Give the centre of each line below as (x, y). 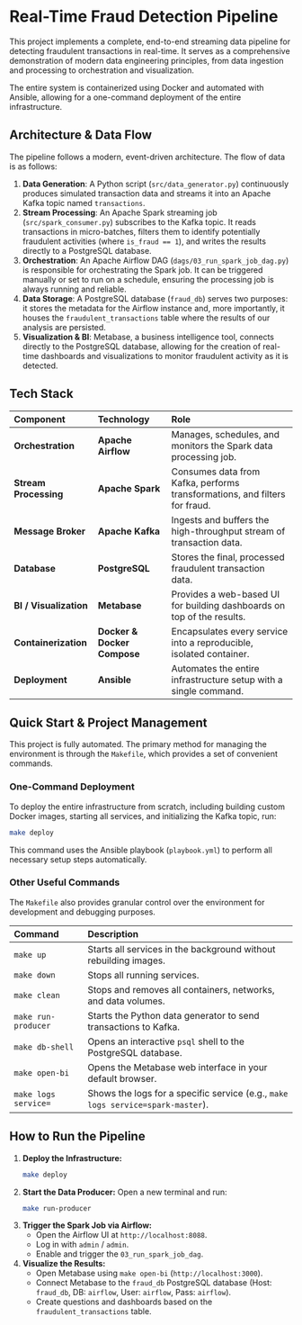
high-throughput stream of (228, 531)
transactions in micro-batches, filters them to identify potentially (141, 231)
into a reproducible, (212, 643)
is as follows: (33, 166)
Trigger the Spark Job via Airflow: (87, 1225)
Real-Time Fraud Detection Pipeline (144, 17)
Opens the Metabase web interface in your (178, 1067)
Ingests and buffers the (220, 519)
